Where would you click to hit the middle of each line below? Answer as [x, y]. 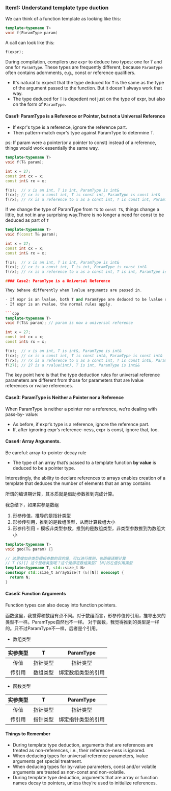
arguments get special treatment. [47, 761]
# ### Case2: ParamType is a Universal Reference [58, 281]
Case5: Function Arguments [36, 594]
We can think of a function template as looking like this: [63, 19]
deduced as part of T [27, 220]
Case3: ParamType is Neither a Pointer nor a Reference [65, 397]
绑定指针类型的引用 [82, 719]
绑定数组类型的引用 [82, 672]
